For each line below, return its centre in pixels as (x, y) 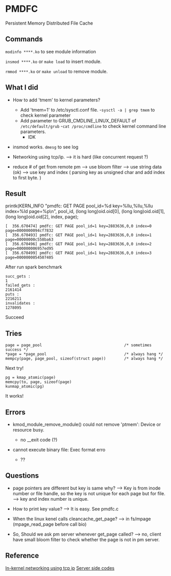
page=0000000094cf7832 (29, 231)
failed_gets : (20, 285)
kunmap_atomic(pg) (25, 387)
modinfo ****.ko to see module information (51, 51)
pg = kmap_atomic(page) (31, 378)
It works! (15, 396)
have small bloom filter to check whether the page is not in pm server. (86, 539)
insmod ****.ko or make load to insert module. (54, 61)
